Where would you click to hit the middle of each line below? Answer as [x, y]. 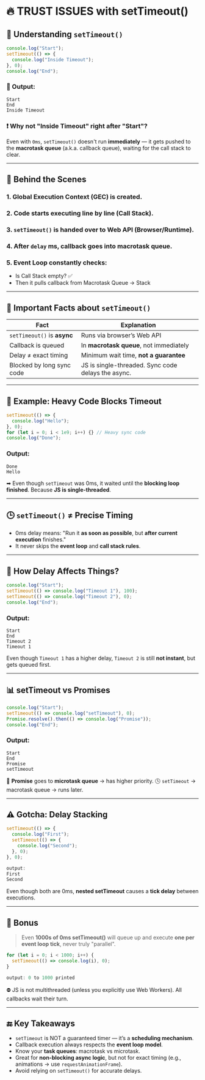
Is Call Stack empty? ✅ [44, 276]
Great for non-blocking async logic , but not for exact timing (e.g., [98, 1058]
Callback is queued [37, 345]
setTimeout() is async [41, 336]
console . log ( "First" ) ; [41, 834]
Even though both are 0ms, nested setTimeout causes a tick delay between [103, 891]
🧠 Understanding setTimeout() [65, 34]
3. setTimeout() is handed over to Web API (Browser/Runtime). [100, 230]
